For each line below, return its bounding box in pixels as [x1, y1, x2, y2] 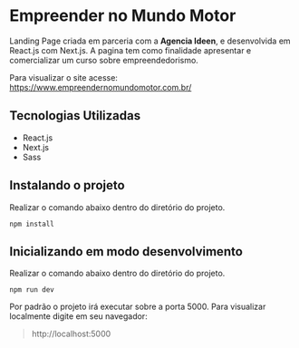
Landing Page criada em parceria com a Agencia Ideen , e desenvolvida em [9, 35, 292, 46]
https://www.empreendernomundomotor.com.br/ [9, 82, 192, 92]
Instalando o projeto [9, 178, 125, 193]
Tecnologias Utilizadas [9, 108, 141, 123]
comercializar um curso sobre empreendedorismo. [9, 54, 199, 65]
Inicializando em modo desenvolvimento [9, 244, 243, 259]
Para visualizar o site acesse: [9, 72, 118, 82]
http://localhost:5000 [31, 328, 111, 340]
